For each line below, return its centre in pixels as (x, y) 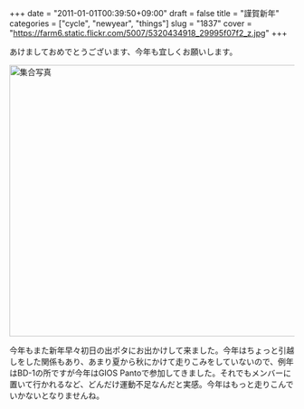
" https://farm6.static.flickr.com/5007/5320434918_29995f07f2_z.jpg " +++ (148, 33)
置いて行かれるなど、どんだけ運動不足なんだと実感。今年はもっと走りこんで (152, 384)
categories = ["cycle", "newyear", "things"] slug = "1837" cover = (131, 24)
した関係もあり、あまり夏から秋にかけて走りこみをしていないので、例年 (159, 361)
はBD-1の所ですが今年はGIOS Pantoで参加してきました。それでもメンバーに (150, 373)
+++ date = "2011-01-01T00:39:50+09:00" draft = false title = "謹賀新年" (144, 13)
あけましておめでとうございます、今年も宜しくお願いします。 (123, 52)
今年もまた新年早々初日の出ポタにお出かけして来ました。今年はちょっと (144, 350)
